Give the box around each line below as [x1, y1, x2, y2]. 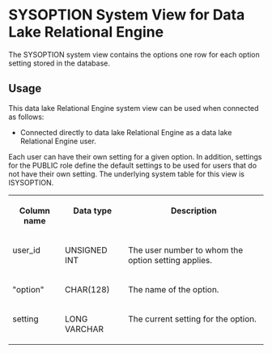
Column [19, 205, 51, 216]
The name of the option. [128, 283, 219, 295]
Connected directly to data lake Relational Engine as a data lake [19, 127, 232, 137]
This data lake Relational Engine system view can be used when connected [8, 103, 259, 113]
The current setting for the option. [128, 313, 257, 325]
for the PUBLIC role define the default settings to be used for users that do [8, 160, 257, 170]
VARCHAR [64, 323, 104, 334]
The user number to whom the [128, 245, 244, 256]
